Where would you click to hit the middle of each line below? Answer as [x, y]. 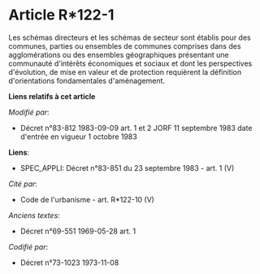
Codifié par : [28, 246]
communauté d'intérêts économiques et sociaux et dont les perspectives [130, 63]
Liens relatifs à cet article [52, 96]
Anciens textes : [35, 215]
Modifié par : [29, 112]
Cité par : [23, 184]
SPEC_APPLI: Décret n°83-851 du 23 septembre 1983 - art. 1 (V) [127, 167]
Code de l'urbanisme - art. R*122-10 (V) [87, 199]
